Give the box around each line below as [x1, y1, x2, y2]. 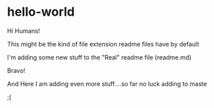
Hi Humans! [7, 27, 40, 35]
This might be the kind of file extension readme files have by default [7, 40, 200, 48]
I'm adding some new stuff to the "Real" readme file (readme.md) [7, 53, 192, 62]
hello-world [7, 4, 75, 20]
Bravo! [7, 66, 26, 75]
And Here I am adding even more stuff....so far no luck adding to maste [7, 79, 207, 87]
